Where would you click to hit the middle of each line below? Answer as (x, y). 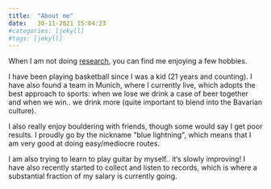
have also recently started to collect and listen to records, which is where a (133, 168)
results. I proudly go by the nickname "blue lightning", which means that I (130, 135)
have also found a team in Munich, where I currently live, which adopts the (132, 85)
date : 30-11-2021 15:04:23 (57, 23)
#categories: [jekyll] (46, 31)
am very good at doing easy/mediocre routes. (84, 144)
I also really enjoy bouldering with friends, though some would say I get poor (135, 126)
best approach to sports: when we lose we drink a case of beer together (128, 94)
